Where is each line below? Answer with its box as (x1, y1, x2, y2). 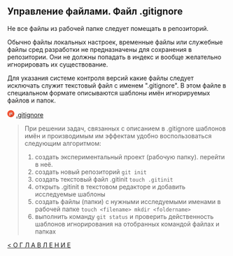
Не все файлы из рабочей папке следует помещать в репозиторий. (7, 24, 209, 32)
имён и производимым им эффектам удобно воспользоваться (24, 131, 212, 140)
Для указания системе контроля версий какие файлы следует (7, 74, 195, 82)
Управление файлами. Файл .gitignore (7, 6, 183, 18)
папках (34, 227, 57, 236)
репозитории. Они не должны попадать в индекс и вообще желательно (7, 53, 222, 61)
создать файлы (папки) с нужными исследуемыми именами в (34, 197, 221, 206)
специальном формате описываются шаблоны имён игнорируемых (7, 88, 211, 97)
